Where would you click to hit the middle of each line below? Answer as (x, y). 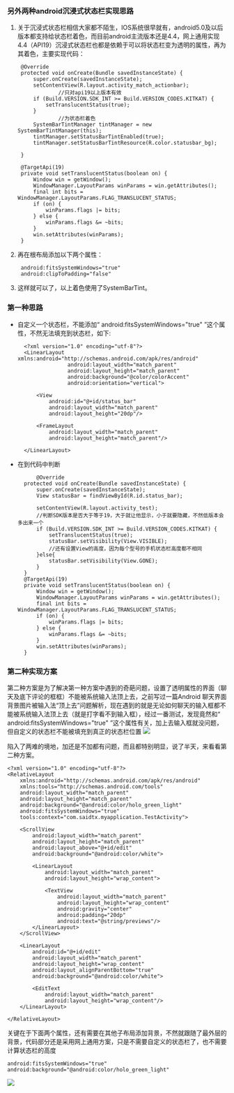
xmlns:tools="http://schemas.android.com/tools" (92, 787)
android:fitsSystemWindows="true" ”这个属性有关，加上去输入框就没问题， (115, 723)
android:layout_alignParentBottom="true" (93, 970)
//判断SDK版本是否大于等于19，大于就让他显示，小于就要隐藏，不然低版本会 (130, 515)
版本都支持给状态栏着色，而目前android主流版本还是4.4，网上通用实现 (118, 36)
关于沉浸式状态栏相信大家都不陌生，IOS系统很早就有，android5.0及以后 (120, 28)
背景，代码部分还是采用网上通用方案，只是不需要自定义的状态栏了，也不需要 (117, 1041)
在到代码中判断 (39, 464)
